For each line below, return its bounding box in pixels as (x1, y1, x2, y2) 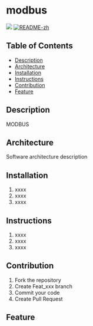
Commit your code (14, 289, 60, 296)
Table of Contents (6, 41, 74, 51)
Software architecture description (6, 153, 88, 160)
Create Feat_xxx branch (14, 282, 72, 289)
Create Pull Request (14, 295, 63, 302)
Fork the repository (14, 276, 62, 284)
